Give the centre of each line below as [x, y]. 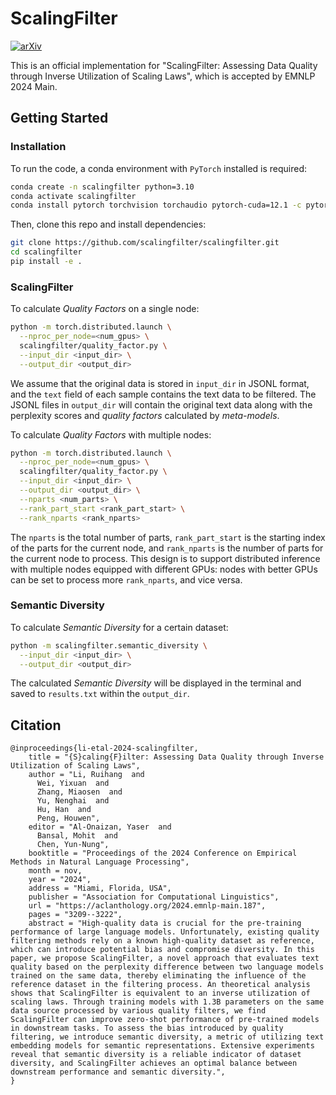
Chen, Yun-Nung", [73, 845]
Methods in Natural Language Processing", [100, 862]
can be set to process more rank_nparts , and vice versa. [126, 579]
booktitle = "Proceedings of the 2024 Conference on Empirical [163, 853]
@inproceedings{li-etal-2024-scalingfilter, [104, 748]
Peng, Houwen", [68, 818]
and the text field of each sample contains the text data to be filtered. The [163, 394]
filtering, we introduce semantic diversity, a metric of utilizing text [167, 1037]
